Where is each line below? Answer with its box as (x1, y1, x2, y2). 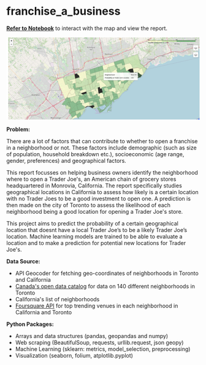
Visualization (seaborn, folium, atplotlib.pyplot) (15, 352, 134, 359)
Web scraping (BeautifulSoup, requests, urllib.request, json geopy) (15, 339, 184, 346)
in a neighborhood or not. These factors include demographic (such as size (6, 144, 197, 151)
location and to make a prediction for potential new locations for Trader (6, 239, 186, 246)
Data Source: (6, 257, 40, 265)
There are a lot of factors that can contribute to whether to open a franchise (6, 137, 198, 145)
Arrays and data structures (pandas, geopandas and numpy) (15, 332, 169, 339)
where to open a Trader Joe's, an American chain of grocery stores (6, 175, 177, 182)
